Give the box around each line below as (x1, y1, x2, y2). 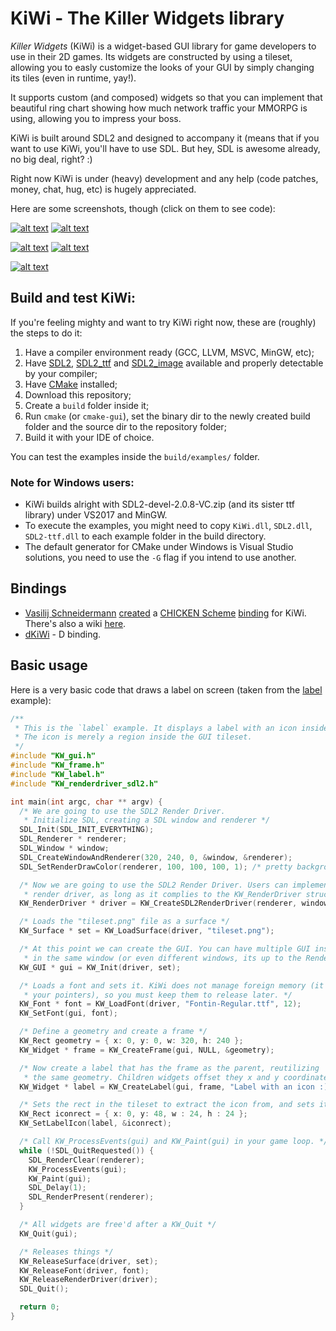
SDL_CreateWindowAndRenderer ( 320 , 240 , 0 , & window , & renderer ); (19, 852, 293, 862)
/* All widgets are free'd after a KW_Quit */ (19, 1220, 217, 1230)
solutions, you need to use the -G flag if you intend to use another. (24, 552, 297, 564)
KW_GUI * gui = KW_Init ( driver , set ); (19, 962, 182, 972)
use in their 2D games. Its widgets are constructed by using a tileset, (10, 50, 293, 62)
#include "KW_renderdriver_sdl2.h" (10, 778, 159, 789)
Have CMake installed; (24, 378, 118, 390)
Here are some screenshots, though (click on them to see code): (10, 202, 276, 214)
